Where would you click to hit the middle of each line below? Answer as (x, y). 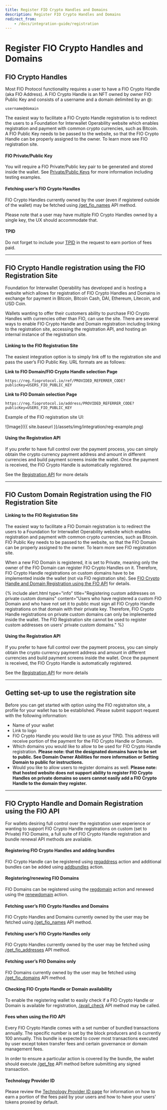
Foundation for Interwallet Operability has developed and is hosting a (76, 288)
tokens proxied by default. (32, 1102)
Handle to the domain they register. (49, 783)
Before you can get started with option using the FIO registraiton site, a (78, 705)
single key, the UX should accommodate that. (52, 220)
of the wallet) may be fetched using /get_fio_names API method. (71, 205)
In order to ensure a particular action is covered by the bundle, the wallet (80, 1058)
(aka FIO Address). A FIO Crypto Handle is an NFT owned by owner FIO (78, 94)
